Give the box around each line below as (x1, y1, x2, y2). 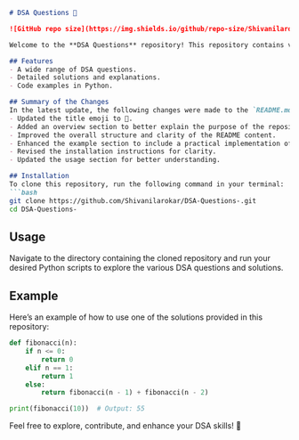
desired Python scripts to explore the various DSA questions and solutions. (9, 263, 284, 273)
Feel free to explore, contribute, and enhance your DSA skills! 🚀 (9, 420, 242, 431)
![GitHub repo (9, 24, 62, 33)
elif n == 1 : (25, 363, 74, 372)
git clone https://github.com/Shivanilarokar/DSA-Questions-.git (9, 196, 256, 205)
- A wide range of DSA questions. (9, 65, 138, 74)
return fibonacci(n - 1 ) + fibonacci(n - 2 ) (41, 388, 209, 397)
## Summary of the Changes (9, 98, 109, 107)
